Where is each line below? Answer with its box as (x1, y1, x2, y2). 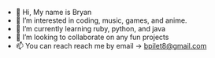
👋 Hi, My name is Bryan (15, 8, 92, 16)
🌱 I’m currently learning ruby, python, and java (15, 24, 166, 33)
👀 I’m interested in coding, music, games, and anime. (15, 16, 187, 25)
